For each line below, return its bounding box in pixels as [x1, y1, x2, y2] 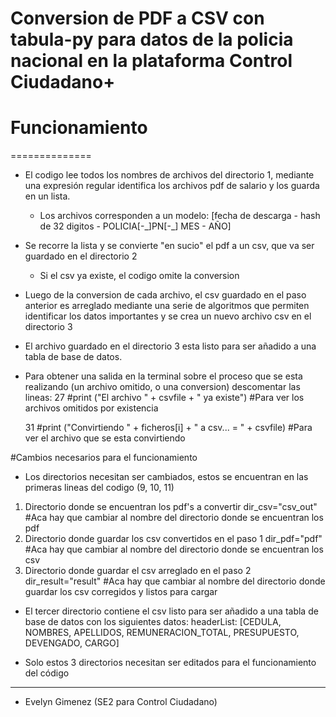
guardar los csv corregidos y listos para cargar [24, 586, 218, 598]
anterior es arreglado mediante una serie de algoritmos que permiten [24, 300, 310, 312]
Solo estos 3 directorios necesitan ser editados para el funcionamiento [24, 657, 317, 669]
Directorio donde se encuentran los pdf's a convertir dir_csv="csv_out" [24, 501, 318, 513]
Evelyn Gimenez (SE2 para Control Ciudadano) [24, 696, 218, 708]
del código [24, 667, 70, 679]
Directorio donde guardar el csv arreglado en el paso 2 [24, 565, 252, 577]
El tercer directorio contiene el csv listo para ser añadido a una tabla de [24, 605, 319, 617]
